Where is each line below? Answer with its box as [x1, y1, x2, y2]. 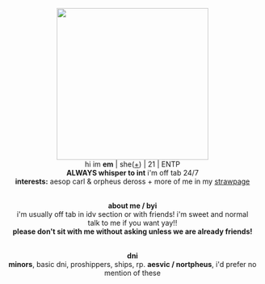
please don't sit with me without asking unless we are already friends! [12, 227, 253, 236]
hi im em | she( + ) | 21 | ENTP [84, 159, 181, 169]
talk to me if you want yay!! [87, 218, 178, 227]
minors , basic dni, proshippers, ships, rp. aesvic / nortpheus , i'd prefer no [8, 260, 257, 269]
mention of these [104, 268, 161, 278]
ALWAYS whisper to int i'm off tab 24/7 [66, 168, 199, 177]
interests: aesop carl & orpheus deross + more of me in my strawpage [15, 176, 250, 186]
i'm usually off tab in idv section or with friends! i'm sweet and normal [16, 210, 249, 218]
